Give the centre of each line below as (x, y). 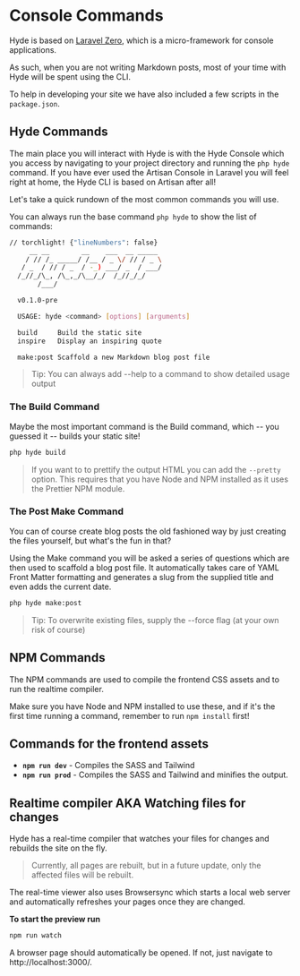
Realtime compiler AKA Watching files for (128, 803)
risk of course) (58, 629)
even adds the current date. (60, 586)
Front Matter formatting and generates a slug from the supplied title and (142, 577)
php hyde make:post (46, 603)
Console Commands (86, 16)
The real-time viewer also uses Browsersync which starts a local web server (150, 893)
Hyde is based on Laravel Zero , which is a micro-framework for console (141, 40)
